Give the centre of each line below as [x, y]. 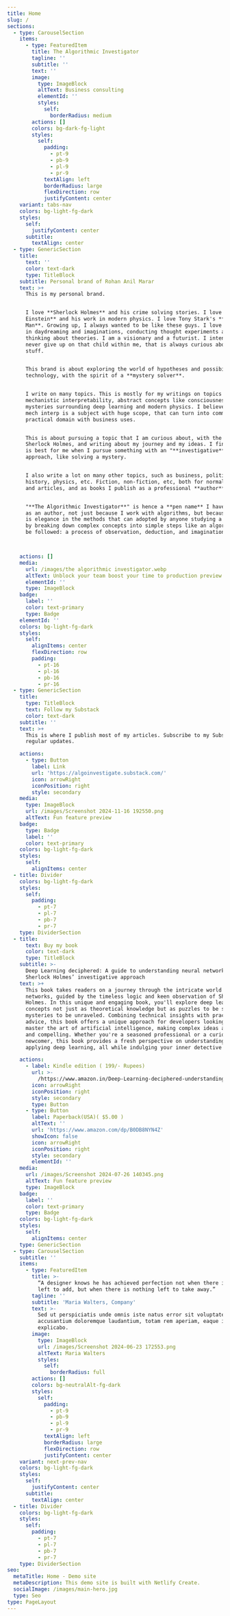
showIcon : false [55, 1136]
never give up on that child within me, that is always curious [119, 344]
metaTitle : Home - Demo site [55, 1577]
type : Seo [27, 1595]
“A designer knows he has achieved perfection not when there [128, 1283]
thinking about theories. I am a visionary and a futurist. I [116, 338]
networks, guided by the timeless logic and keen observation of [120, 996]
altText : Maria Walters [72, 1353]
